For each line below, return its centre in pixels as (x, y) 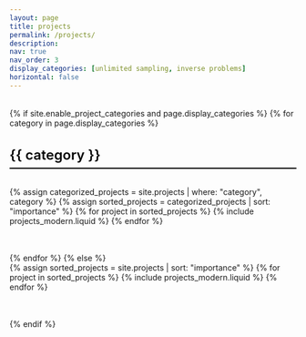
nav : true (28, 52)
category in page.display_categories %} (84, 123)
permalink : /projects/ (52, 35)
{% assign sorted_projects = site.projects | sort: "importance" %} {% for (145, 268)
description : (34, 43)
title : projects (40, 26)
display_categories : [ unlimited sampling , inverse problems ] (128, 69)
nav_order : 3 (34, 60)
